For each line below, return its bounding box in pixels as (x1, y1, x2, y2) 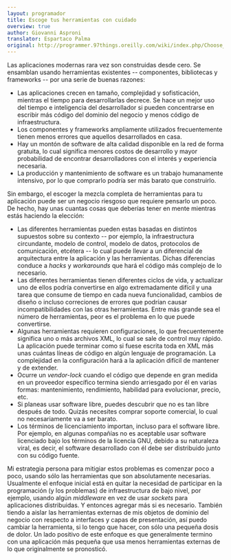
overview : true (7, 23, 51, 30)
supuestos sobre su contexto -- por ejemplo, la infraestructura (16, 232, 195, 240)
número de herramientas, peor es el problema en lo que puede (16, 313, 195, 320)
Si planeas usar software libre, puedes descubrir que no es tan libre (16, 400, 210, 408)
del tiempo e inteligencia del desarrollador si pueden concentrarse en (16, 104, 214, 111)
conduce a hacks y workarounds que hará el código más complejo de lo (16, 262, 222, 269)
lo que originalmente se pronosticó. (7, 545, 108, 553)
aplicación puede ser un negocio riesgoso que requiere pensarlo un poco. (7, 197, 217, 205)
